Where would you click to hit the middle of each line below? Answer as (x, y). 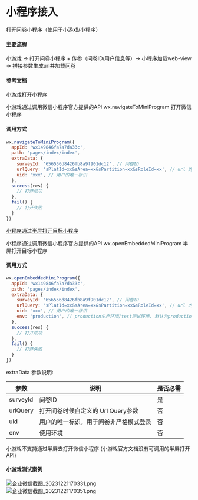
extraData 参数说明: (30, 372)
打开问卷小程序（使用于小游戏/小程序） (54, 29)
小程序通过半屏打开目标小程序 (42, 231)
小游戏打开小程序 (27, 94)
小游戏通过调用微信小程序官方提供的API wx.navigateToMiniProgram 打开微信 (99, 107)
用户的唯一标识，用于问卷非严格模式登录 (95, 422)
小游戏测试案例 (24, 469)
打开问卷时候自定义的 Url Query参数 (89, 410)
